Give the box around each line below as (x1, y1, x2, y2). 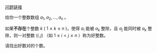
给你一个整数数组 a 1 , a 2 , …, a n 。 (5, 14, 69, 21)
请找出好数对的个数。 (5, 42, 47, 48)
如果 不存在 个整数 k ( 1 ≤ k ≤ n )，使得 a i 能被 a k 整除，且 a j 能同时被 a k (5, 26, 147, 32)
